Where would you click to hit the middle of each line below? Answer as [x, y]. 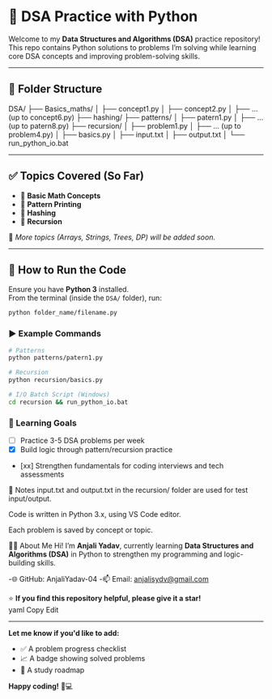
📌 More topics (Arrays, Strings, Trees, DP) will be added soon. [112, 237]
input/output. [30, 499]
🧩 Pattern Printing [51, 204]
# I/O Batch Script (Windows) [59, 395]
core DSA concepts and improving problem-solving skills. [104, 56]
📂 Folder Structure [55, 89]
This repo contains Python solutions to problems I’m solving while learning [132, 47]
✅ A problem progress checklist [73, 649]
